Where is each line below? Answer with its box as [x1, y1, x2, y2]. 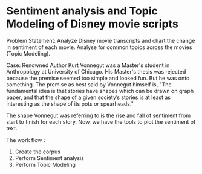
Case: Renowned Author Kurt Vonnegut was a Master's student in [6, 62, 170, 69]
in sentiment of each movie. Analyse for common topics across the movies [6, 43, 192, 51]
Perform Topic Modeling [15, 161, 76, 168]
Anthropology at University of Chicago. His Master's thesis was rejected [6, 68, 186, 75]
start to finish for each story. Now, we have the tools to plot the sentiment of [6, 118, 196, 125]
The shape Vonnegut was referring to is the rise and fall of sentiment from [6, 112, 191, 119]
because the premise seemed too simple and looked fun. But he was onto [6, 74, 190, 82]
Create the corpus [15, 148, 60, 155]
